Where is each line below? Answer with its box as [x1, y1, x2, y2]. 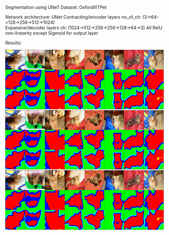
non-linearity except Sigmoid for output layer [5, 30, 99, 36]
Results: [5, 40, 22, 46]
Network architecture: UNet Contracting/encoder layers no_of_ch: [5, 14, 142, 20]
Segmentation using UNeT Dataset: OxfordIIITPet [5, 5, 107, 10]
